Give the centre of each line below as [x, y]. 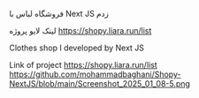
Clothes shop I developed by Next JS [77, 48]
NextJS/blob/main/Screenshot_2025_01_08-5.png [99, 83]
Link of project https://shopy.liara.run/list [83, 65]
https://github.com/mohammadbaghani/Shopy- [95, 74]
